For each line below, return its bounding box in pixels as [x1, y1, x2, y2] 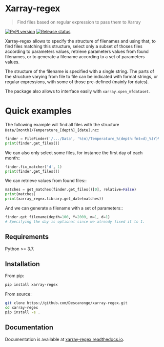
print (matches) [5, 192, 36, 197]
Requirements [5, 233, 49, 241]
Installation [5, 260, 40, 268]
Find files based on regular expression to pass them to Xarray [17, 19, 141, 25]
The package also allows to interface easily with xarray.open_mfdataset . [5, 88, 150, 94]
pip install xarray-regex [5, 282, 58, 287]
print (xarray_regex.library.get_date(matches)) [5, 196, 104, 201]
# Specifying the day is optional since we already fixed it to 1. [5, 219, 145, 224]
